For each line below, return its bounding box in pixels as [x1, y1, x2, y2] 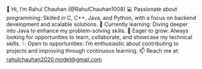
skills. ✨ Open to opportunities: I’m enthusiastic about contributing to [6, 40, 179, 47]
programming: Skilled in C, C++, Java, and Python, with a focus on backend [6, 15, 197, 21]
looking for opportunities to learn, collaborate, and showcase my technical [6, 33, 193, 41]
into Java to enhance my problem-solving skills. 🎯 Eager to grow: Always [6, 27, 189, 34]
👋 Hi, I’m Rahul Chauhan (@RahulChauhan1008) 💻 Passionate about [6, 5, 178, 13]
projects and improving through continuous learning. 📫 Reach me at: [6, 47, 179, 54]
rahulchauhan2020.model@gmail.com [6, 56, 102, 63]
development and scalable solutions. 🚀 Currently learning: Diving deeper [6, 21, 188, 28]
